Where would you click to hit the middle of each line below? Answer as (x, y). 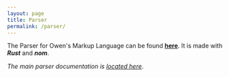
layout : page (26, 13)
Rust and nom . (28, 53)
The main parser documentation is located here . (75, 67)
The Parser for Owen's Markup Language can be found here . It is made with (115, 46)
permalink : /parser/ (37, 26)
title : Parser (27, 20)
